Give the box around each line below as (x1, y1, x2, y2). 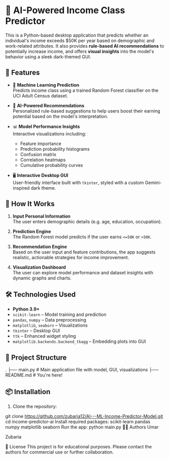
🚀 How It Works (5, 200, 55, 208)
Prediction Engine (12, 228, 51, 234)
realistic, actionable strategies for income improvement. (12, 254, 129, 260)
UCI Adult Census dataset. (12, 92, 69, 98)
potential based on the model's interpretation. (12, 113, 109, 119)
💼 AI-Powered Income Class (5, 5, 125, 16)
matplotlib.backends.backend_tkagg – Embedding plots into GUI (12, 338, 146, 344)
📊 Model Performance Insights (12, 123, 80, 129)
